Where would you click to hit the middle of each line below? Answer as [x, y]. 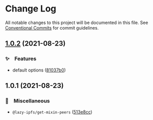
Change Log [31, 9]
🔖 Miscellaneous [27, 100]
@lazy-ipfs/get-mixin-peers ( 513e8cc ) [52, 112]
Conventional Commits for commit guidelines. [52, 27]
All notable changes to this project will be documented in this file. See [77, 22]
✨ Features [21, 59]
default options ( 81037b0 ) [39, 70]
